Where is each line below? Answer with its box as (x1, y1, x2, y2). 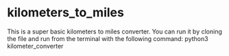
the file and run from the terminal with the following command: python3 (7, 34, 208, 42)
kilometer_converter (7, 42, 64, 50)
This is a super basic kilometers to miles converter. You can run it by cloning (7, 27, 223, 36)
